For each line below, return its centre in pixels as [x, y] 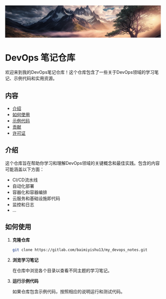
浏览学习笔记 [25, 260]
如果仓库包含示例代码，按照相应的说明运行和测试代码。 [68, 291]
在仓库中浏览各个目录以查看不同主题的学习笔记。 [62, 270]
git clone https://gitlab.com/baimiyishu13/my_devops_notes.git [80, 250]
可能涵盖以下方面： [25, 169]
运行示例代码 [25, 281]
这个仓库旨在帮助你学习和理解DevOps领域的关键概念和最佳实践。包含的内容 [83, 163]
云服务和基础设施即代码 [36, 198]
